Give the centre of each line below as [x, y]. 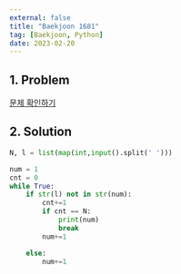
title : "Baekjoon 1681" [55, 26]
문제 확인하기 [33, 103]
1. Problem [40, 79]
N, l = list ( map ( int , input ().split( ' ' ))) [91, 152]
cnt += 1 [55, 203]
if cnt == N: [67, 211]
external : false [40, 18]
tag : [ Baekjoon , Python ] [56, 34]
